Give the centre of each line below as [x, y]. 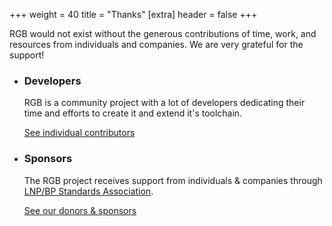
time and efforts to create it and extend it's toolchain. [133, 113]
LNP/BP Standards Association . [88, 191]
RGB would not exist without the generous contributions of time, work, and [163, 33]
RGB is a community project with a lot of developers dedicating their [164, 103]
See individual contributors [79, 133]
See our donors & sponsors [80, 210]
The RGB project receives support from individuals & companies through [173, 180]
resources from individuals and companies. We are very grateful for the [156, 44]
